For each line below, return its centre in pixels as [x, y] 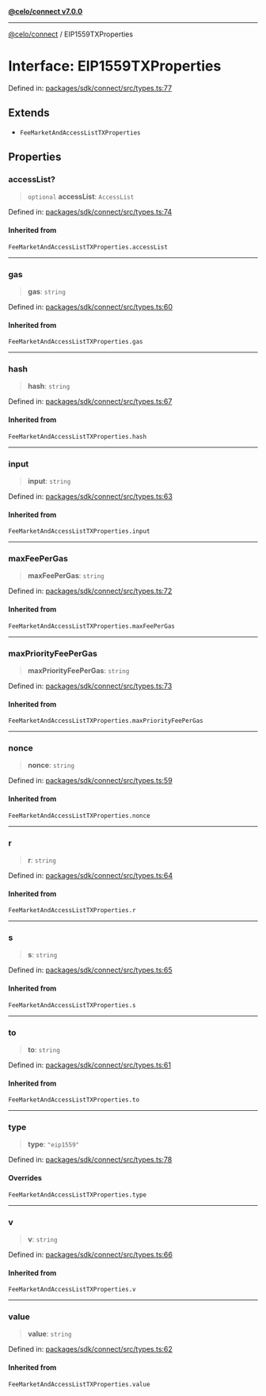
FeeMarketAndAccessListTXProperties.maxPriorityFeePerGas [106, 721]
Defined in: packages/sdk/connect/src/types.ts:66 [90, 1254]
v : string [42, 1239]
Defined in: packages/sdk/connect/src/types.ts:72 [90, 591]
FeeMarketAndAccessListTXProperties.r [72, 911]
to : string [44, 1049]
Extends [29, 113]
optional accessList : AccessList [81, 196]
